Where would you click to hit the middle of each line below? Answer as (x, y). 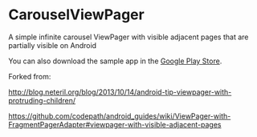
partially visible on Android (53, 45)
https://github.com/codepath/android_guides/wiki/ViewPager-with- (120, 116)
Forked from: (30, 76)
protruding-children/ (42, 100)
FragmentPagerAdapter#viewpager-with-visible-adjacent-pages (115, 124)
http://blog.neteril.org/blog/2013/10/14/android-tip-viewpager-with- (120, 92)
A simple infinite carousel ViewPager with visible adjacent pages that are (128, 37)
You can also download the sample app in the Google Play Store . (115, 61)
